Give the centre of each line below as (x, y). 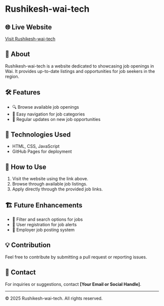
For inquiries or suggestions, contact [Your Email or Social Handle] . (73, 284)
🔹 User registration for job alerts (44, 225)
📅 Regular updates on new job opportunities (56, 119)
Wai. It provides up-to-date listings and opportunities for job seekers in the (80, 71)
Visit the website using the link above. (50, 179)
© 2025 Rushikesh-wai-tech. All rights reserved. (54, 298)
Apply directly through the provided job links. (57, 189)
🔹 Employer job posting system (43, 230)
